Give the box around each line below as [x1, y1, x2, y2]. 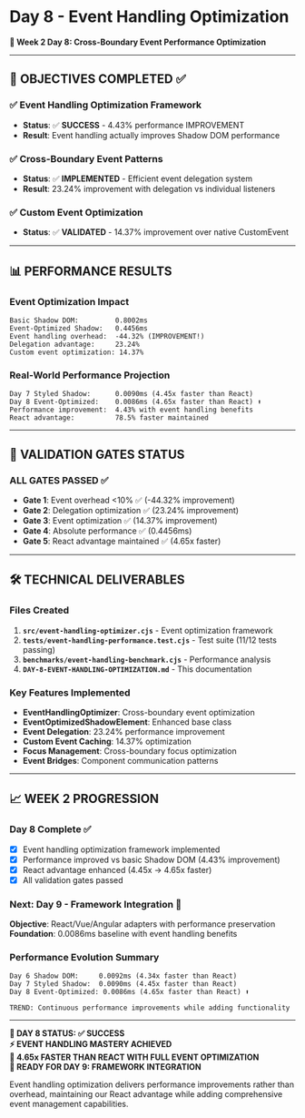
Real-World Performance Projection [9, 369, 171, 381]
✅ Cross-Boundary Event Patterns [9, 152, 163, 165]
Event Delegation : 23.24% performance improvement [22, 726, 225, 737]
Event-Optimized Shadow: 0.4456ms [9, 323, 148, 333]
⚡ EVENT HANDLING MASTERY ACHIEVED [9, 1039, 172, 1050]
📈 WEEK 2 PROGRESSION [9, 791, 160, 807]
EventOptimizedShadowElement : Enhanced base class [22, 717, 232, 727]
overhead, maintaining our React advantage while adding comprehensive [9, 1089, 283, 1100]
